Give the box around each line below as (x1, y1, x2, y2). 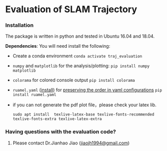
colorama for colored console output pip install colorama (12, 77, 135, 83)
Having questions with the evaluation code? (5, 128, 116, 135)
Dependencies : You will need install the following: (5, 43, 110, 49)
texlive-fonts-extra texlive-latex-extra (12, 116, 102, 122)
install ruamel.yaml (12, 93, 57, 98)
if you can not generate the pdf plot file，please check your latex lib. (12, 102, 157, 108)
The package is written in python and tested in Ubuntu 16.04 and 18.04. (5, 33, 155, 39)
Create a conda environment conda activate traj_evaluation (12, 53, 143, 59)
